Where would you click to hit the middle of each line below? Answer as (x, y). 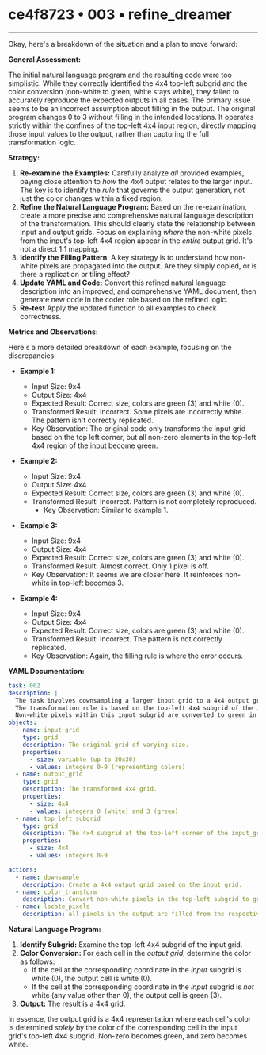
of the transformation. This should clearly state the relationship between (137, 223)
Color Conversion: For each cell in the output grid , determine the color (135, 953)
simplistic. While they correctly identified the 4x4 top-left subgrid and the (128, 83)
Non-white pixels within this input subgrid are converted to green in (136, 715)
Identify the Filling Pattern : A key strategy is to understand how (124, 257)
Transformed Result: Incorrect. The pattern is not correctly (127, 639)
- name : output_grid (49, 774)
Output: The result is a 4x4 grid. (72, 1004)
